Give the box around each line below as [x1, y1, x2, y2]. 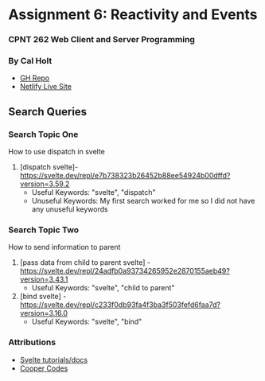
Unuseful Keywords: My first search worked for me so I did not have [31, 196, 255, 206]
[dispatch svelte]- [19, 162, 79, 172]
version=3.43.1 [19, 274, 68, 284]
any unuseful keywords [31, 204, 109, 214]
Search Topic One [8, 129, 79, 140]
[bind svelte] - [19, 292, 67, 301]
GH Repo [19, 73, 50, 83]
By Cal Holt [8, 56, 53, 67]
